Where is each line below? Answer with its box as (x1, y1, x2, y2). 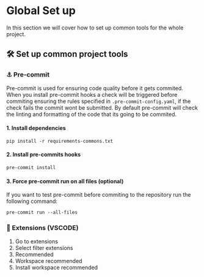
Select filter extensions (15, 244, 73, 251)
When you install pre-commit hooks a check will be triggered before (6, 91, 178, 98)
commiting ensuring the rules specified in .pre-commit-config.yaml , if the (6, 97, 191, 105)
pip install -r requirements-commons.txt (6, 138, 114, 144)
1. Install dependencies (6, 124, 66, 132)
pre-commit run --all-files (6, 210, 78, 216)
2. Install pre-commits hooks (6, 151, 81, 158)
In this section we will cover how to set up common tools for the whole (6, 24, 184, 31)
